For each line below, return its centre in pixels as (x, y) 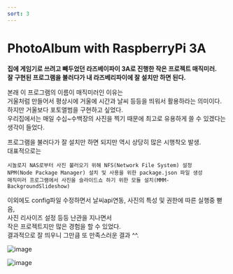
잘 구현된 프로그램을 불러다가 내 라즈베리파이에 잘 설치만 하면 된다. (97, 77)
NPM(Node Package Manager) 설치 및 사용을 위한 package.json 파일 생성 (105, 173)
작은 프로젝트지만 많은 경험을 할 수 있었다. (64, 226)
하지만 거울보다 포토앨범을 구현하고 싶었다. (65, 110)
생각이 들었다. (26, 127)
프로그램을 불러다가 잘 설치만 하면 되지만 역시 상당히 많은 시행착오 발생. (104, 142)
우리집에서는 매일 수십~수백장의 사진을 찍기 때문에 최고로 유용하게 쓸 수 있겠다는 (116, 118)
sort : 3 (19, 14)
